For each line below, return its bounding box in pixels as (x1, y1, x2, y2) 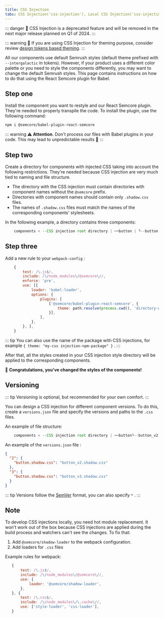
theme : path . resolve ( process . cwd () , (57, 306, 132, 311)
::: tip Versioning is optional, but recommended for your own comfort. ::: (5, 394, 149, 400)
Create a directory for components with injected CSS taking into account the (5, 164, 159, 170)
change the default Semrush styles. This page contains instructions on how (5, 70, 157, 76)
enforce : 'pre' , (22, 278, 56, 283)
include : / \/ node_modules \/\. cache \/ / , (20, 600, 102, 605)
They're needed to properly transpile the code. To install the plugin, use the (5, 108, 157, 114)
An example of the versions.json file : (5, 442, 82, 447)
